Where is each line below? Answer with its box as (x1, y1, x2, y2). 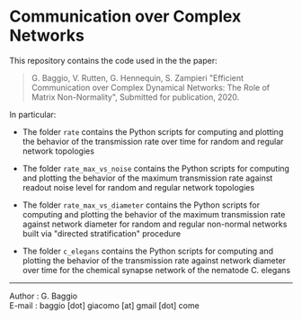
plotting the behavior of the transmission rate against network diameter (22, 254, 286, 266)
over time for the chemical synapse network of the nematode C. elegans (22, 264, 290, 275)
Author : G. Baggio (9, 290, 78, 301)
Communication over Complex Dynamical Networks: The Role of (31, 82, 271, 93)
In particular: (9, 109, 57, 120)
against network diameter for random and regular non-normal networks (22, 218, 288, 229)
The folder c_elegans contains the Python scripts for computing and (22, 245, 274, 256)
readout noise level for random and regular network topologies (22, 182, 254, 192)
